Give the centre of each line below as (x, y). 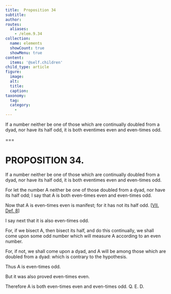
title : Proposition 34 (31, 10)
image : (17, 77)
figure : (14, 72)
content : (15, 58)
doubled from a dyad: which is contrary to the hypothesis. (66, 257)
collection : (18, 39)
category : (20, 105)
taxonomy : (16, 96)
